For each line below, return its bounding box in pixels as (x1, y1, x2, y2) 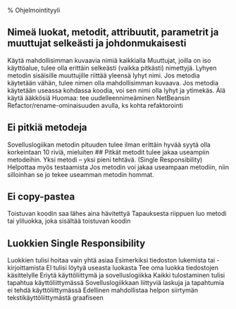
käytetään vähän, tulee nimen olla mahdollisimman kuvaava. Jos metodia (7, 78, 219, 87)
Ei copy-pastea (7, 190, 75, 203)
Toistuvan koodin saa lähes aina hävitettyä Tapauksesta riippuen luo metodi (7, 210, 227, 218)
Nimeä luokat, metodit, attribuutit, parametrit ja (7, 26, 219, 38)
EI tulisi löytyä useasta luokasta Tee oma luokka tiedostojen (46, 264, 218, 272)
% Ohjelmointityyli (7, 6, 61, 14)
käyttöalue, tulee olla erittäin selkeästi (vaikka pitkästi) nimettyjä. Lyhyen (7, 63, 217, 72)
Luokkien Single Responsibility (7, 237, 146, 249)
